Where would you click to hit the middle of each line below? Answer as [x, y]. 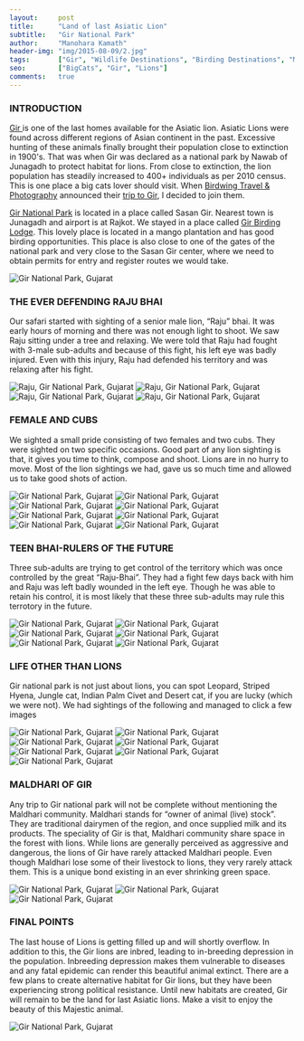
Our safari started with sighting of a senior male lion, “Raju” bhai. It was [142, 321]
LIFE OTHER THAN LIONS [66, 666]
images [23, 715]
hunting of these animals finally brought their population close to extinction [149, 147]
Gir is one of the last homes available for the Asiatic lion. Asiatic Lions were [149, 128]
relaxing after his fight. [51, 369]
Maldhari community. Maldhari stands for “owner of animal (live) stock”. [142, 814]
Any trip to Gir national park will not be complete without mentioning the [143, 804]
